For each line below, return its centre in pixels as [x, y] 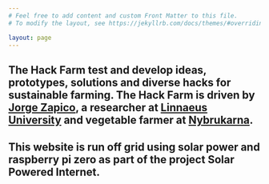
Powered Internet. [54, 172]
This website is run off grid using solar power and [134, 148]
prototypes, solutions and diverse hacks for [120, 82]
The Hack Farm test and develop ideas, [107, 70]
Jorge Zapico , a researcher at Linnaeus [108, 108]
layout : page [30, 38]
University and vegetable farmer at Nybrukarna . [131, 120]
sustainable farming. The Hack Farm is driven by [132, 95]
